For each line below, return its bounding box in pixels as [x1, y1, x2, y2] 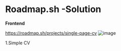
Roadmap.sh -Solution [5, 4, 102, 15]
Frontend [5, 20, 25, 26]
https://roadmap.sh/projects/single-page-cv [5, 30, 97, 36]
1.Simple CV [5, 39, 30, 46]
